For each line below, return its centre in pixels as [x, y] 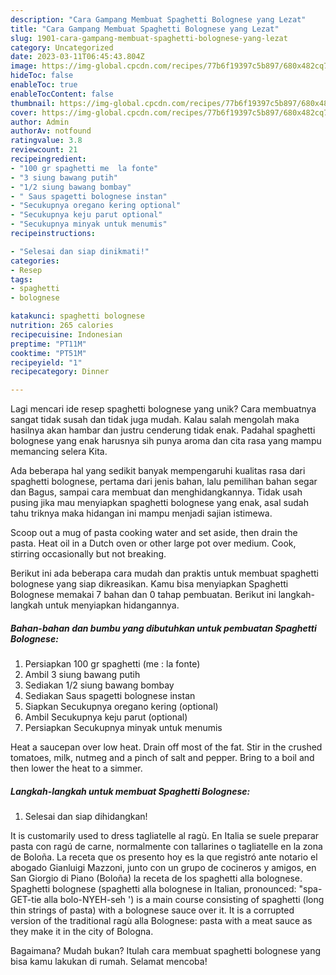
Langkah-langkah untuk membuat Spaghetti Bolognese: [130, 791]
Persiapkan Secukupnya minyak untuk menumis [123, 728]
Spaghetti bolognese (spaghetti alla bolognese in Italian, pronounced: [153, 889]
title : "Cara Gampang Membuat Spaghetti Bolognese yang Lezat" [145, 29]
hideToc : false [42, 76]
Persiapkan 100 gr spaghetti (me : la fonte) [112, 664]
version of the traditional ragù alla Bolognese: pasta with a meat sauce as [161, 921]
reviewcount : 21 [44, 150]
